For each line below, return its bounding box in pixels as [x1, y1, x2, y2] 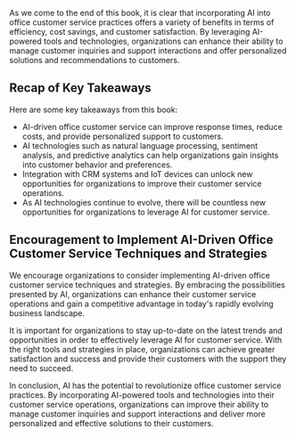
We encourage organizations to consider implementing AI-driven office [9, 270, 270, 280]
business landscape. [9, 307, 86, 319]
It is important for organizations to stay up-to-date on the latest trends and [9, 325, 283, 336]
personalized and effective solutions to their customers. [9, 417, 214, 428]
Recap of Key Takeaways [9, 80, 152, 96]
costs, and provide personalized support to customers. [21, 131, 225, 142]
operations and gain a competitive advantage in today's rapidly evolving [9, 298, 274, 309]
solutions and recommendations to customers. [9, 55, 180, 65]
